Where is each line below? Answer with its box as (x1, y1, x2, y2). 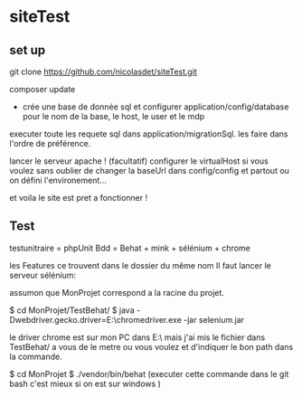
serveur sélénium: (9, 269, 77, 280)
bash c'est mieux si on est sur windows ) (9, 378, 161, 389)
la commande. (9, 351, 63, 362)
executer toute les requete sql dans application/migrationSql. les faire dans (9, 128, 288, 139)
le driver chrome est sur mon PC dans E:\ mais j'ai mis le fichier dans (9, 332, 266, 343)
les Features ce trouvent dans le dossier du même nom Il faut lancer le (9, 260, 271, 270)
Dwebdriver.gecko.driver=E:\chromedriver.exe (9, 314, 183, 325)
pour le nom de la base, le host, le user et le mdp (22, 111, 205, 121)
